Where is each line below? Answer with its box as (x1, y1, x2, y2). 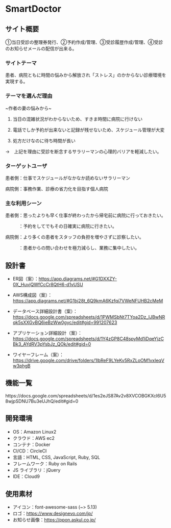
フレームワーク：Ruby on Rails (12, 460, 78, 467)
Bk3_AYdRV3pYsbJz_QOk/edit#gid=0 (12, 341, 91, 347)
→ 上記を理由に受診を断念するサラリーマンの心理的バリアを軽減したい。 (5, 148, 162, 155)
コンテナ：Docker (12, 441, 51, 447)
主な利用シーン (5, 199, 42, 207)
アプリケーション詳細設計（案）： (12, 330, 83, 336)
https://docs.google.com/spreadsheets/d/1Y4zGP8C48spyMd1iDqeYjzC (12, 336, 164, 342)
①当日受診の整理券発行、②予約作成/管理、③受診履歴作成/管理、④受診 (5, 39, 163, 45)
